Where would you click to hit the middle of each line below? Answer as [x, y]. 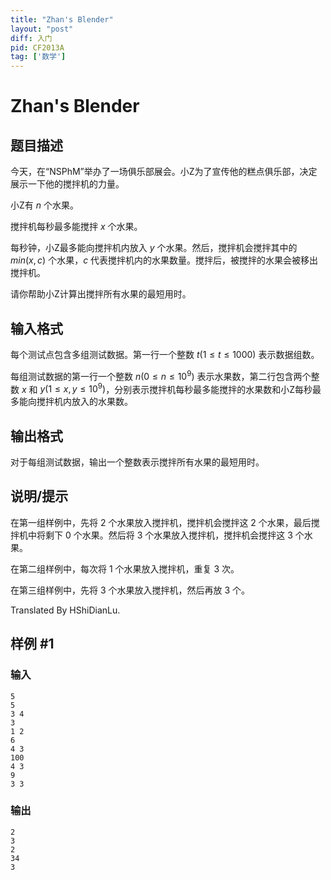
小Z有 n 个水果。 [44, 205]
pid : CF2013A [37, 47]
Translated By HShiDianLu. [65, 610]
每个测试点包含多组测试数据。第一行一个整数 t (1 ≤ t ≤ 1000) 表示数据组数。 [165, 354]
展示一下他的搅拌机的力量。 [67, 184]
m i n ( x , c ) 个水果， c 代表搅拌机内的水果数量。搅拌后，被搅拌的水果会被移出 [164, 260]
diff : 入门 [31, 38]
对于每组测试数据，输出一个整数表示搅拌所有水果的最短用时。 [137, 462]
